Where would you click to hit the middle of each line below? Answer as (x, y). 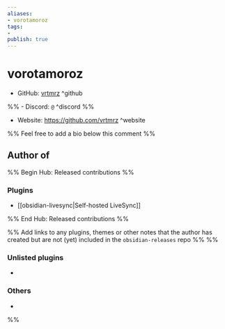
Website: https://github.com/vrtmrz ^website (81, 120)
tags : (15, 26)
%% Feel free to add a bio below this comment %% (81, 134)
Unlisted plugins (36, 258)
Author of (29, 155)
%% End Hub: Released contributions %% (68, 219)
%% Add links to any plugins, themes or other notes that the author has (110, 232)
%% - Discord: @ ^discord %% (51, 107)
